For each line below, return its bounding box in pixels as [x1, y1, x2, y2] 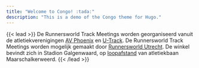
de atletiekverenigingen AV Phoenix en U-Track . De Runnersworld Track [6, 37, 183, 44]
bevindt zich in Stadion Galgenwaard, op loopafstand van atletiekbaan [6, 49, 179, 56]
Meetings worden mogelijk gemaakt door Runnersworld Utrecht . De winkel [6, 43, 190, 50]
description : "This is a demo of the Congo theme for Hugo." [6, 14, 162, 20]
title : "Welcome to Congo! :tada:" [6, 8, 95, 15]
